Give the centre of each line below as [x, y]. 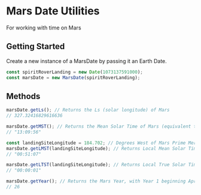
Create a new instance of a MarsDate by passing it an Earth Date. [87, 61]
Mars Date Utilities [53, 11]
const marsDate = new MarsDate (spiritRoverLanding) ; [73, 77]
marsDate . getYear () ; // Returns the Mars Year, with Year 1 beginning [96, 181]
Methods [23, 96]
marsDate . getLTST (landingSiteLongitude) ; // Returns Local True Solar [96, 165]
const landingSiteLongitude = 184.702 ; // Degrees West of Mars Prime [96, 143]
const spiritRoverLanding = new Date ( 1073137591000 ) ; [75, 72]
